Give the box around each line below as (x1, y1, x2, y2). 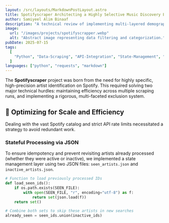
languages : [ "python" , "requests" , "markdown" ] (5, 63, 107, 68)
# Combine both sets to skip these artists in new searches (5, 208, 134, 213)
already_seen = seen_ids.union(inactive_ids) (5, 213, 102, 218)
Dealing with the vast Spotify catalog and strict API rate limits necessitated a (5, 121, 163, 127)
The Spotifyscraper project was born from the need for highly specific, (5, 77, 153, 83)
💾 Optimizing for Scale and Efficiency (5, 107, 124, 116)
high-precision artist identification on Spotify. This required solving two (5, 82, 153, 88)
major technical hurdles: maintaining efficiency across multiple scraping (5, 88, 154, 94)
